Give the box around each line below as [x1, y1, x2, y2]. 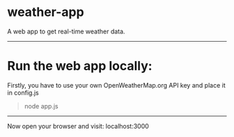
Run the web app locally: [7, 58, 153, 74]
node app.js [24, 102, 58, 110]
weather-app [7, 4, 85, 20]
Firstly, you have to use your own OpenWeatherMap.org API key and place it [7, 81, 226, 89]
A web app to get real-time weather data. [7, 27, 125, 35]
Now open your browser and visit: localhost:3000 [7, 122, 150, 130]
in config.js [7, 88, 40, 97]
